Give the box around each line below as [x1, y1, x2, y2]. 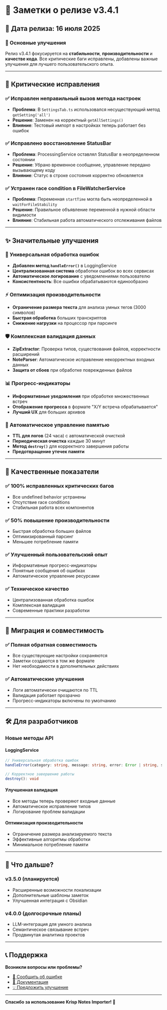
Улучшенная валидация [5, 787, 58, 793]
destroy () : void [5, 776, 39, 781]
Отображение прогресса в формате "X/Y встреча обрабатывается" [12, 404, 158, 409]
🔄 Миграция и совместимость [5, 626, 104, 635]
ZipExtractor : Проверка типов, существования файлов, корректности [12, 346, 161, 352]
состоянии [12, 156, 35, 162]
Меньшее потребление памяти [12, 539, 79, 545]
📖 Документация [12, 979, 49, 985]
